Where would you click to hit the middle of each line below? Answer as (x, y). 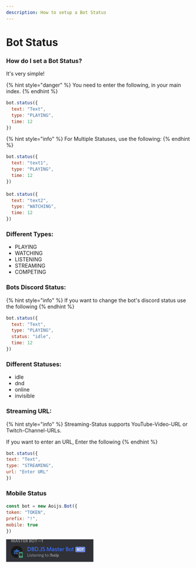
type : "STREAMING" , (30, 466)
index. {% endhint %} (32, 91)
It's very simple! (26, 74)
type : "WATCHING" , (34, 206)
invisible (25, 396)
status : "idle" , (31, 337)
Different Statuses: (34, 364)
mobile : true (22, 525)
